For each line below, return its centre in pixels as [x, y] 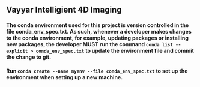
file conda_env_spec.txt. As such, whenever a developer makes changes [99, 31]
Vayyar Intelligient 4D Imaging [64, 10]
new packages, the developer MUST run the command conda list [89, 44]
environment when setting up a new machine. [65, 77]
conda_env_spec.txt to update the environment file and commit [115, 50]
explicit [17, 51]
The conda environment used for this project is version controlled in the [98, 25]
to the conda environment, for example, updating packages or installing [98, 38]
